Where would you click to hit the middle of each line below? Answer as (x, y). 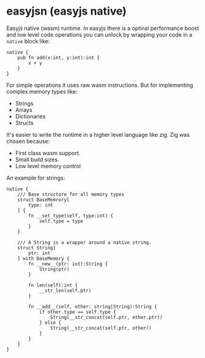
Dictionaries (30, 116)
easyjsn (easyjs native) (66, 11)
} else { (50, 323)
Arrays (24, 110)
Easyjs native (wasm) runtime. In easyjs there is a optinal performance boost (103, 28)
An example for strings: (36, 178)
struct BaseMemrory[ (43, 200)
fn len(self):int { (53, 285)
